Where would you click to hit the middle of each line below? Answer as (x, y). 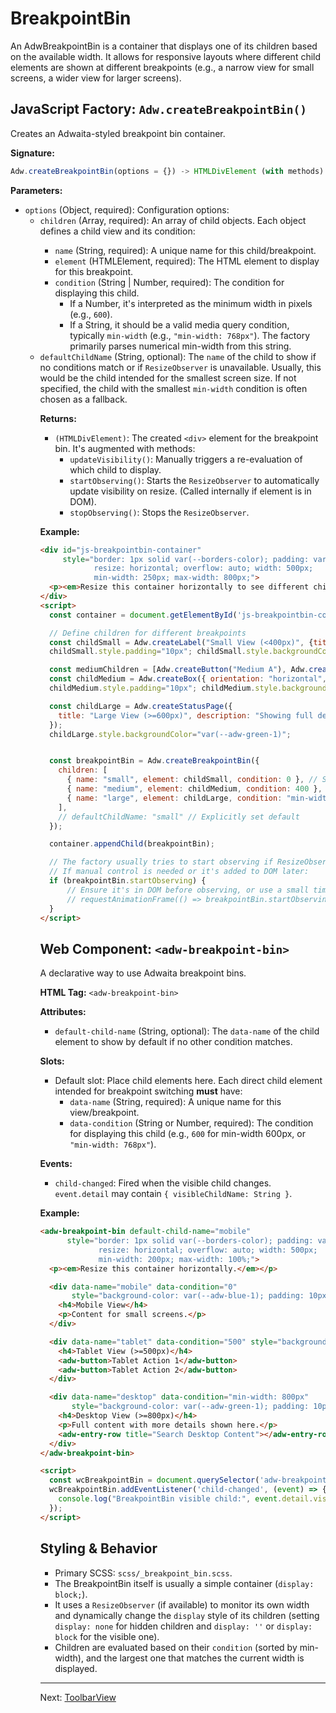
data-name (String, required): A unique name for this (175, 1102)
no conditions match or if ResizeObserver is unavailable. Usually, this (180, 367)
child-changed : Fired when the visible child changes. (163, 1183)
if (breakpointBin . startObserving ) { (127, 881)
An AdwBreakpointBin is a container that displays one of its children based (164, 46)
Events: (56, 1164)
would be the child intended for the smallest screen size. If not (168, 378)
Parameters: (36, 190)
